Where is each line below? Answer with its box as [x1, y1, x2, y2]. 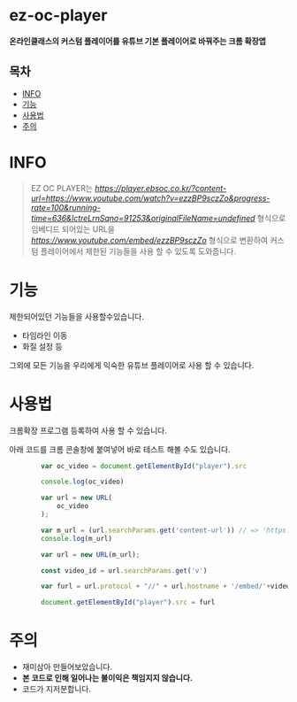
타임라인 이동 [21, 329, 68, 341]
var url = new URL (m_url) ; [41, 550, 141, 559]
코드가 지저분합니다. [21, 683, 91, 695]
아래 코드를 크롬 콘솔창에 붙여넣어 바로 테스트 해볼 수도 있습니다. [9, 444, 232, 454]
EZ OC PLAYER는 [30, 182, 94, 193]
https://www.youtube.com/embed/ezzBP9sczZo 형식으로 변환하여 [30, 235, 268, 245]
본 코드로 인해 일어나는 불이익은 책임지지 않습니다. [21, 673, 193, 683]
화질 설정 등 [21, 341, 64, 351]
